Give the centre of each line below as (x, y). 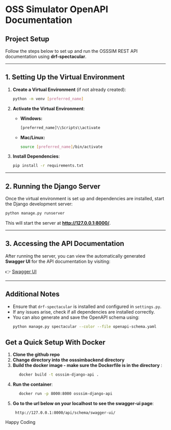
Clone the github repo (36, 355)
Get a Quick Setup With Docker (55, 342)
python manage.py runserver (35, 213)
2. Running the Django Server (53, 186)
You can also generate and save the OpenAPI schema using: (76, 317)
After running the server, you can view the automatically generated (75, 256)
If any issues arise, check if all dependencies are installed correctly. (84, 312)
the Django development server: (39, 204)
